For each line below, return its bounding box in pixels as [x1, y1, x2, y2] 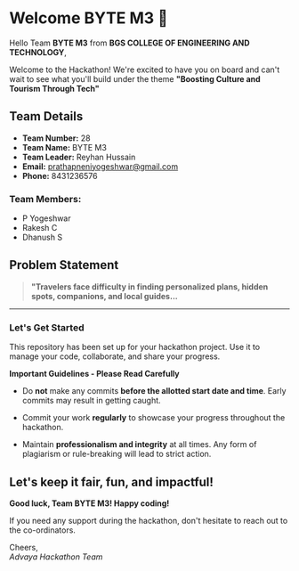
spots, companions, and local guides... [30, 290, 178, 301]
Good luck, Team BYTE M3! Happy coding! [9, 498, 170, 509]
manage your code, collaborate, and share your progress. [9, 351, 221, 362]
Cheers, [9, 542, 38, 552]
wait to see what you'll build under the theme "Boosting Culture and [9, 73, 261, 84]
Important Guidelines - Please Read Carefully [9, 369, 180, 379]
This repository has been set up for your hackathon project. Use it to [9, 342, 261, 353]
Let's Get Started [9, 321, 85, 333]
